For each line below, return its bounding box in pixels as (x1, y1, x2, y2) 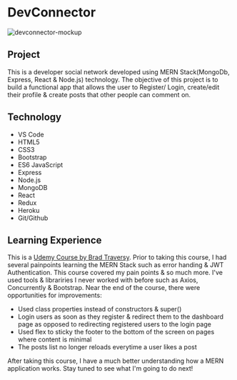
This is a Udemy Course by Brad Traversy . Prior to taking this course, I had (7, 253, 227, 261)
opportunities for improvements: (7, 291, 102, 300)
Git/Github (17, 214, 49, 222)
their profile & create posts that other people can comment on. (7, 90, 191, 99)
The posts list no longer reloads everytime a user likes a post (17, 343, 198, 351)
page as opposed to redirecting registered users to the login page (17, 320, 212, 329)
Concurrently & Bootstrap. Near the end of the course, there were (7, 284, 201, 292)
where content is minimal (17, 335, 92, 344)
